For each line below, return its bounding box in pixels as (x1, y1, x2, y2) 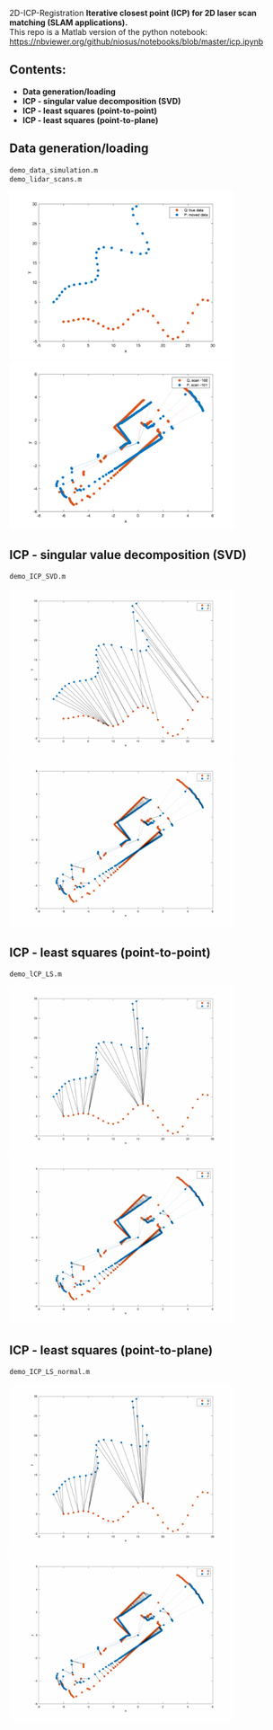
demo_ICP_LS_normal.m (9, 1368, 91, 1377)
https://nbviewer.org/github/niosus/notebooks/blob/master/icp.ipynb (9, 36, 264, 47)
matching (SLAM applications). (9, 17, 128, 28)
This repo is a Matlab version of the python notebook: (9, 27, 208, 37)
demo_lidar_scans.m (9, 174, 83, 183)
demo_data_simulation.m (9, 165, 99, 174)
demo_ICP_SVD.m (9, 572, 66, 581)
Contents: (9, 62, 66, 77)
